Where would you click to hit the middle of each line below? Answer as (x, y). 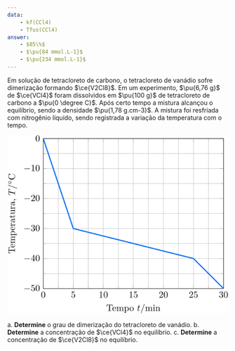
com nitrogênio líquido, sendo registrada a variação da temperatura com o (115, 117)
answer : (19, 37)
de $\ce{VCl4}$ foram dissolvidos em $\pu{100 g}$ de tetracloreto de (109, 95)
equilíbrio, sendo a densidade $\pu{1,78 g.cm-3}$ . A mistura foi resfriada (113, 110)
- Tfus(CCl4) (39, 30)
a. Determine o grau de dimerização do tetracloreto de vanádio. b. (103, 325)
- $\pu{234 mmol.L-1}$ (53, 60)
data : (15, 15)
